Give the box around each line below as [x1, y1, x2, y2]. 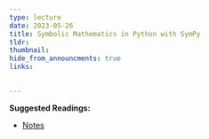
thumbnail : [9, 46, 50, 55]
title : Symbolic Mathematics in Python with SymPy [9, 29, 201, 38]
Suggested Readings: [9, 103, 91, 113]
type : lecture [9, 12, 62, 22]
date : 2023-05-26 [9, 21, 74, 30]
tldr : [9, 37, 29, 47]
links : [9, 63, 34, 72]
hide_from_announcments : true [9, 54, 122, 63]
